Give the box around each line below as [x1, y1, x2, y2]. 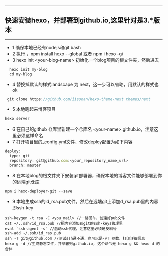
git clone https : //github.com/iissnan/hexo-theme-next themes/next [7, 96, 151, 102]
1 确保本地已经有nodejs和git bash [12, 44, 81, 50]
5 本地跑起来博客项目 [12, 106, 56, 112]
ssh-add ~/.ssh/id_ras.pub [5, 230, 61, 236]
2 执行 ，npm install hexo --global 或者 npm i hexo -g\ [12, 51, 124, 57]
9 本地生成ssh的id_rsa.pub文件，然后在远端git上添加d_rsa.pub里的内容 [12, 198, 159, 204]
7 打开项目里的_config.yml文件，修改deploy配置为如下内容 [12, 139, 133, 145]
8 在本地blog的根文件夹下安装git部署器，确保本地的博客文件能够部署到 [12, 172, 158, 178]
